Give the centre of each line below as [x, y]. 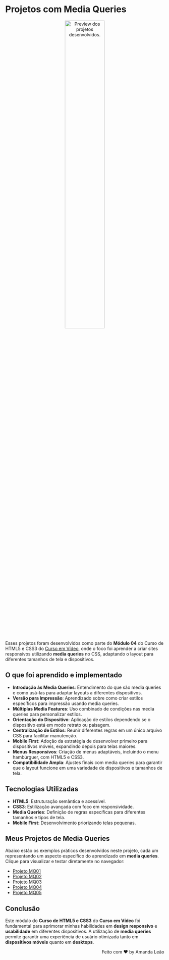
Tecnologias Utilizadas [42, 789]
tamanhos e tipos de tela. [39, 817]
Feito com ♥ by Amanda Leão [133, 952]
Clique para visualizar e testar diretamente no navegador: [65, 862]
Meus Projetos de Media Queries [58, 839]
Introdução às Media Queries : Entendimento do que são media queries [87, 687]
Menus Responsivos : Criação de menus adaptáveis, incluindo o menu [86, 751]
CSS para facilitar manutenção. [45, 735]
